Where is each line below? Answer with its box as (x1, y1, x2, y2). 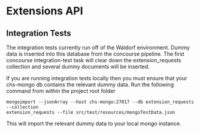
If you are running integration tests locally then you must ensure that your (6, 75, 187, 81)
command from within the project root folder (6, 87, 116, 94)
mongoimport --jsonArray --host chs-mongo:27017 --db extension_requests (6, 99, 195, 105)
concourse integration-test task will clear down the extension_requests (6, 57, 181, 64)
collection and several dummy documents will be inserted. (6, 63, 150, 70)
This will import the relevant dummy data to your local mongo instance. (6, 120, 181, 127)
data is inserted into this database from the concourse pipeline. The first (6, 50, 184, 58)
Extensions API (6, 4, 83, 18)
